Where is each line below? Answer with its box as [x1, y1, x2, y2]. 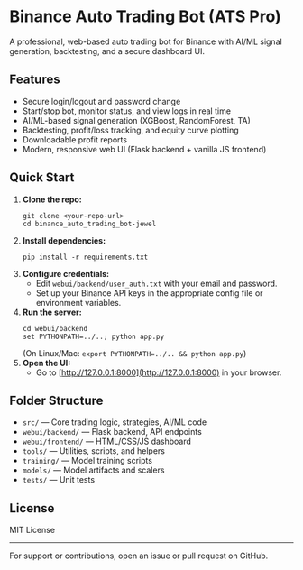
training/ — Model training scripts [22, 455, 153, 466]
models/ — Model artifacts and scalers [22, 464, 165, 475]
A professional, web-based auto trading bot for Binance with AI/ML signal [9, 36, 282, 47]
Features [9, 72, 60, 87]
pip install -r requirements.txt [22, 253, 149, 262]
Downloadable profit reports [22, 133, 128, 145]
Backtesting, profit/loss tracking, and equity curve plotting [22, 124, 239, 135]
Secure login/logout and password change [22, 96, 181, 106]
